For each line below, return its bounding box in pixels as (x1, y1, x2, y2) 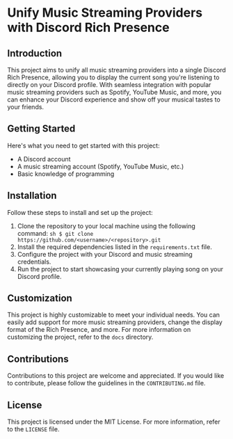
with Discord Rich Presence (7, 19, 170, 35)
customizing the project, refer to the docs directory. (7, 333, 154, 342)
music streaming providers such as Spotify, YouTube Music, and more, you (7, 88, 222, 96)
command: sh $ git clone (17, 229, 94, 237)
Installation (7, 190, 57, 202)
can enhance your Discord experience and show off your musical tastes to (7, 95, 220, 104)
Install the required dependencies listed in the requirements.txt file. (17, 242, 212, 251)
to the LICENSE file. (7, 425, 60, 433)
